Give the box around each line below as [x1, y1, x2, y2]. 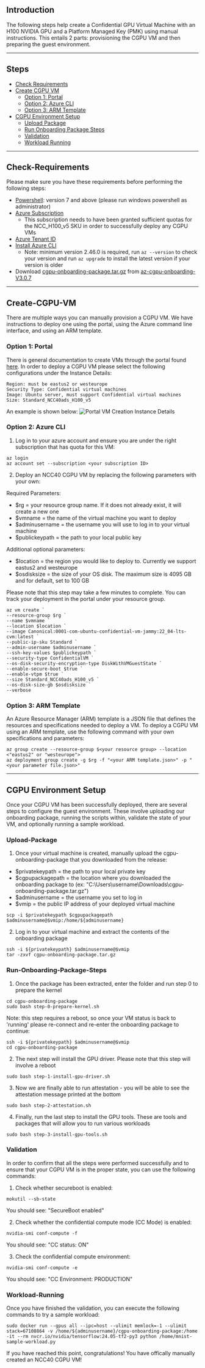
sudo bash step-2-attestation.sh [6, 1102, 92, 1108]
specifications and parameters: [6, 735, 85, 742]
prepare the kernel [15, 986, 62, 994]
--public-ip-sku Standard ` [6, 639, 78, 645]
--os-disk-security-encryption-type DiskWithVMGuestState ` [6, 660, 163, 666]
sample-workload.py [6, 1339, 56, 1345]
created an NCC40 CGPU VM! [6, 1356, 82, 1364]
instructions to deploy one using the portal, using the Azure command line [6, 321, 192, 328]
